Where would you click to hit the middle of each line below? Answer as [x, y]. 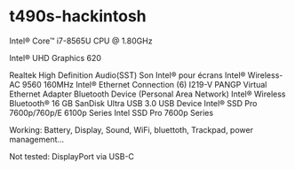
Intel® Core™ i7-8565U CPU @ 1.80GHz [81, 41]
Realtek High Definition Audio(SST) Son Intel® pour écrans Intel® [128, 75]
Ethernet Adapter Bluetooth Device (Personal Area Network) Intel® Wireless [147, 94]
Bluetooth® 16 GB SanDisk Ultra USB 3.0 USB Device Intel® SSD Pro [133, 103]
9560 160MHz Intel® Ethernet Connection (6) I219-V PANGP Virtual [144, 84]
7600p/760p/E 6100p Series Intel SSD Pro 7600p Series [112, 112]
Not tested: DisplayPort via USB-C [72, 156]
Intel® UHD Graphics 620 [56, 58]
